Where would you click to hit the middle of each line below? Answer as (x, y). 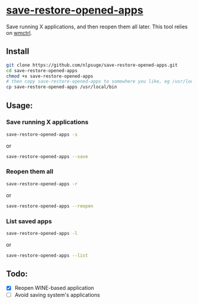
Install (18, 52)
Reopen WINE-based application (54, 288)
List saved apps (29, 221)
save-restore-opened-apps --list (47, 255)
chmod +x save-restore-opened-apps (50, 76)
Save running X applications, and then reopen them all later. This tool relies (97, 27)
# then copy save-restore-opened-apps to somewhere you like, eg (88, 81)
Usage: (20, 105)
